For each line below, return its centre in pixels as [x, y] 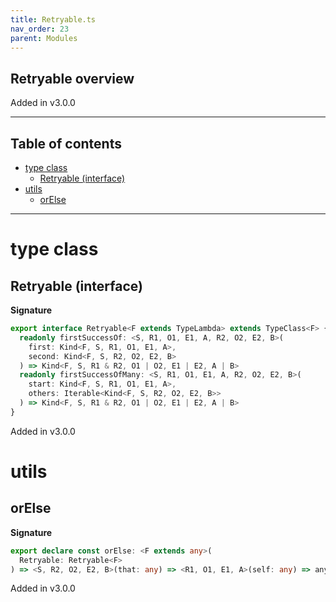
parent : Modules [44, 38]
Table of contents [66, 143]
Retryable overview [72, 78]
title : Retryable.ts [53, 19]
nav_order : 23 [40, 29]
